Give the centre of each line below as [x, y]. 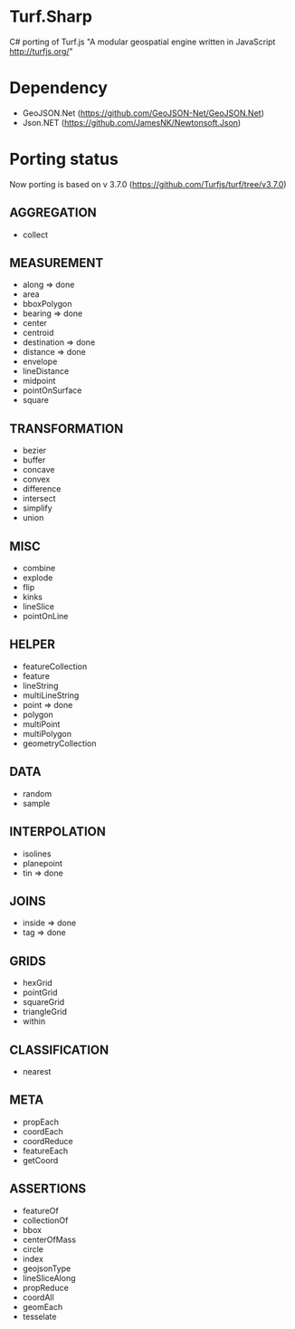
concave [39, 470]
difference [42, 489]
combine [39, 569]
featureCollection [55, 666]
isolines [37, 854]
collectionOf [45, 1220]
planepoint [43, 863]
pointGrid [40, 992]
